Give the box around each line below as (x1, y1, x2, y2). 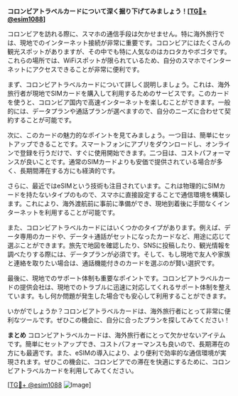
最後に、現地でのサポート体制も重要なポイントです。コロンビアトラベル (7, 274, 218, 282)
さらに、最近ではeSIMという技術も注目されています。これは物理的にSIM (7, 181, 220, 190)
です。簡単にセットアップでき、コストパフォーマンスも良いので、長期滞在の (7, 340, 230, 348)
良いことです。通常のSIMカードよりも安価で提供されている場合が (26, 158, 217, 166)
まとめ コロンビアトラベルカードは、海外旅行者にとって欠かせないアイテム (7, 331, 226, 339)
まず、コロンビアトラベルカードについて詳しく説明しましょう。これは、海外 (7, 80, 231, 88)
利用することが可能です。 (44, 208, 119, 216)
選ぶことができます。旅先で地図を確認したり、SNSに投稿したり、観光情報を (7, 241, 231, 250)
